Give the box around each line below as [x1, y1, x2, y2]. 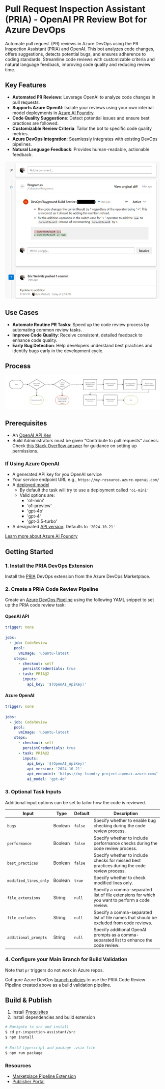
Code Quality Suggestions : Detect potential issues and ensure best [12, 115, 150, 121]
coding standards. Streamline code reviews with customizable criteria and [5, 56, 155, 62]
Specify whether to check [93, 875, 146, 881]
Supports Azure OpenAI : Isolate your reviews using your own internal [12, 104, 154, 110]
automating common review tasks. [12, 327, 82, 333]
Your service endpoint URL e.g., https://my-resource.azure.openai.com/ [12, 477, 160, 483]
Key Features [5, 81, 47, 90]
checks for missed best [93, 857, 141, 863]
